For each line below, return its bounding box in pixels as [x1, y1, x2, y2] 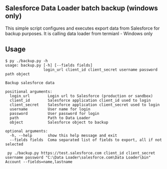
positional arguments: [5, 89, 52, 94]
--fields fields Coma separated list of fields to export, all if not [9, 137, 162, 142]
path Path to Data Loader [9, 115, 91, 120]
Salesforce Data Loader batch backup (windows [5, 4, 158, 13]
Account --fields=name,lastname [5, 159, 72, 164]
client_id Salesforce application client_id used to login [9, 98, 151, 103]
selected [5, 141, 23, 147]
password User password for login [9, 111, 99, 116]
